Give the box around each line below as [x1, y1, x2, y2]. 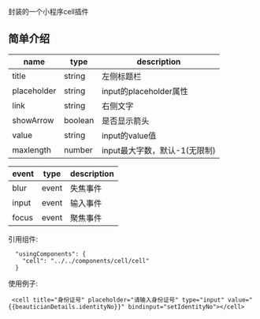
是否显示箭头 [101, 115, 150, 126]
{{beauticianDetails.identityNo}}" [8, 302, 125, 310]
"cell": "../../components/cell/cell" [22, 257, 150, 265]
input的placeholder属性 [101, 85, 189, 96]
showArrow [12, 114, 54, 126]
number [64, 144, 93, 156]
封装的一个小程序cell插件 [8, 7, 89, 16]
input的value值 [101, 129, 157, 141]
